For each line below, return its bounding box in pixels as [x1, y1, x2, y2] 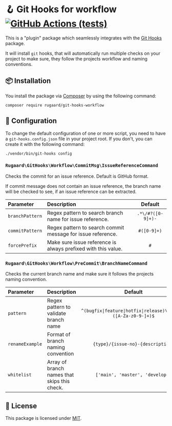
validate [47, 310, 67, 317]
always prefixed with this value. [47, 245, 123, 252]
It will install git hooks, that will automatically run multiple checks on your [5, 50, 160, 56]
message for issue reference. [47, 230, 118, 238]
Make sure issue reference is [47, 239, 117, 246]
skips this [47, 378, 70, 385]
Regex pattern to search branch [47, 209, 123, 216]
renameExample [8, 341, 42, 347]
